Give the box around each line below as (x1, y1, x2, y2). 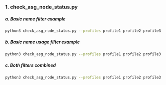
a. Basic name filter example (5, 16, 66, 22)
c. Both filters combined (5, 62, 56, 68)
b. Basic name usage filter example (5, 39, 80, 45)
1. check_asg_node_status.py (5, 3, 78, 10)
